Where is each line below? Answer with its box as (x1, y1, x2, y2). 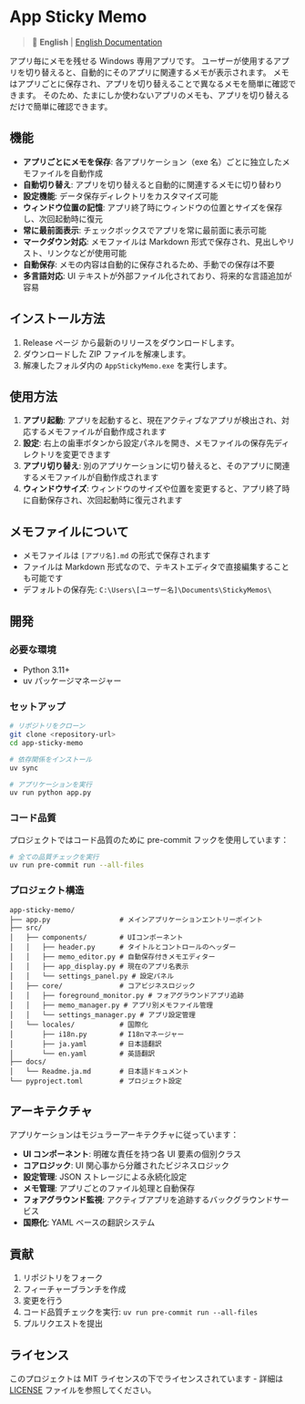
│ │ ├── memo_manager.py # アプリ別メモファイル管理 (9, 1001, 214, 1010)
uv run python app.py (9, 788, 92, 797)
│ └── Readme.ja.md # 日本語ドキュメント (9, 1066, 189, 1076)
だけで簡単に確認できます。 (9, 100, 113, 111)
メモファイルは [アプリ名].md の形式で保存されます (22, 550, 211, 561)
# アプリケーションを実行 (9, 780, 93, 789)
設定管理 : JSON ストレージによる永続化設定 (22, 1171, 188, 1182)
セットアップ (9, 700, 66, 712)
